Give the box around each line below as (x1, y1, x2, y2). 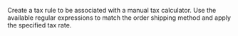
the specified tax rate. (7, 21, 72, 29)
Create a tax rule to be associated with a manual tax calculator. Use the (7, 6, 217, 14)
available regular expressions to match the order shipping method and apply (7, 13, 232, 22)
